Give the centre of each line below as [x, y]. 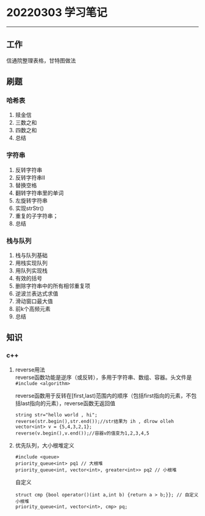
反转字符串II [30, 178]
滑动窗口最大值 [34, 301]
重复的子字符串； [37, 215]
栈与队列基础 [31, 255]
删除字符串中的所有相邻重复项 [52, 286]
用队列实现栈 [31, 271]
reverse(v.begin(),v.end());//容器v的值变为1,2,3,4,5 [82, 433]
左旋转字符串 [31, 200]
